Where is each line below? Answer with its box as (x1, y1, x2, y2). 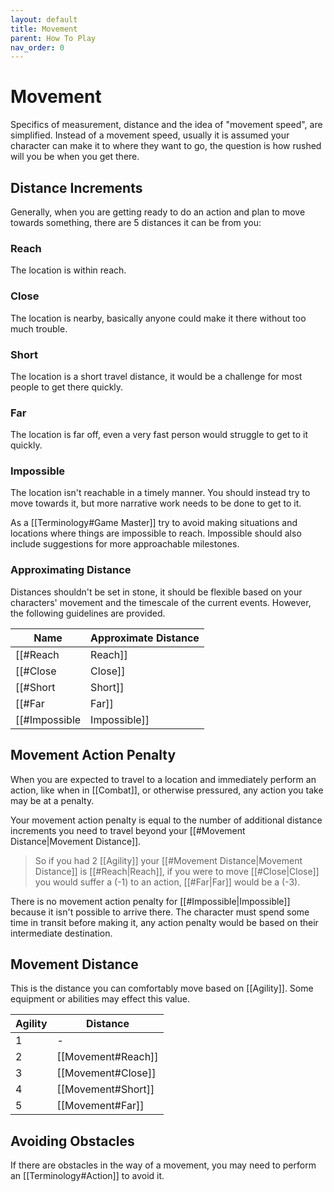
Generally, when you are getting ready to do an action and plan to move (10, 206, 306, 218)
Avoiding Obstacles (10, 1132, 135, 1150)
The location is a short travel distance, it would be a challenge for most (10, 370, 303, 382)
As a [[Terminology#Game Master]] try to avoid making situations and (10, 517, 298, 529)
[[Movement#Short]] (56, 1082, 155, 1096)
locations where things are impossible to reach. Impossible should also (10, 527, 302, 540)
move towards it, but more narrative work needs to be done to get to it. (10, 497, 302, 510)
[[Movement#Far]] (56, 1099, 145, 1113)
